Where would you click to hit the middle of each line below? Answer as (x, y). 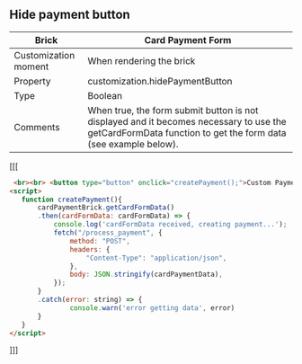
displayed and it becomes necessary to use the (187, 121)
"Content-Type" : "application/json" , (156, 258)
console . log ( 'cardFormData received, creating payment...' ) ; (170, 225)
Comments (37, 127)
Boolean (105, 95)
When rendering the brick (142, 60)
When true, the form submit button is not (173, 110)
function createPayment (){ (72, 200)
